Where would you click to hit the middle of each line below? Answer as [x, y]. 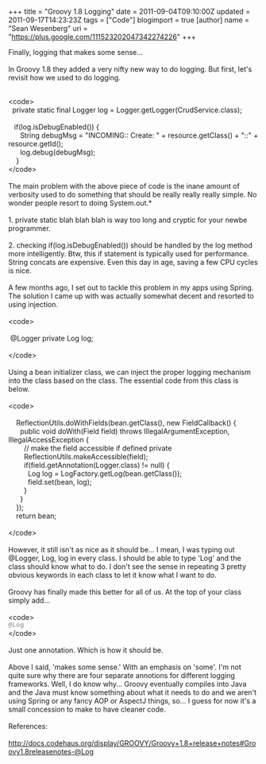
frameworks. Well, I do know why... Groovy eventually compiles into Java [127, 684]
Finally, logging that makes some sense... [75, 52]
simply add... [29, 600]
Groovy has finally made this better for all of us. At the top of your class [125, 592]
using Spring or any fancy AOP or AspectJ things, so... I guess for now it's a [132, 701]
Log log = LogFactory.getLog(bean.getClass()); [105, 474]
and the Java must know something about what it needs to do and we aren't [132, 692]
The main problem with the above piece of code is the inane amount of [124, 186]
